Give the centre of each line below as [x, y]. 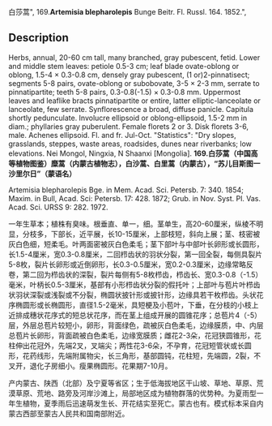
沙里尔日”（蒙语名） [42, 174]
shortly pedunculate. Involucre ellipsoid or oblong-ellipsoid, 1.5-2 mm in [128, 118]
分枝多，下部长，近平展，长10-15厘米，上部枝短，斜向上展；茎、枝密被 [141, 234]
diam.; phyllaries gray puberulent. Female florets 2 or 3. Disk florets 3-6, [129, 126]
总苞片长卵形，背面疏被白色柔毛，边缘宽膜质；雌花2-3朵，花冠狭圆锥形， [132, 335]
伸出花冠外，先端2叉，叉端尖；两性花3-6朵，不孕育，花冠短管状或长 [130, 345]
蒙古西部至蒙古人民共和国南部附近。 [69, 413]
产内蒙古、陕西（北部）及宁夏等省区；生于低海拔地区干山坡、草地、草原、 [132, 383]
